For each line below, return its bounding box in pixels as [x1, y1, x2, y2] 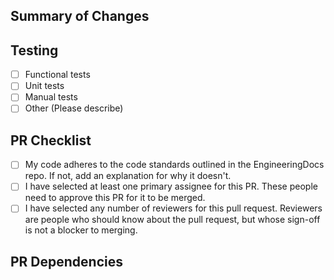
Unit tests [24, 80, 65, 92]
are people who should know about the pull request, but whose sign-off [24, 214, 321, 226]
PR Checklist [10, 132, 92, 149]
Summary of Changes [10, 8, 150, 25]
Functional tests [24, 69, 91, 81]
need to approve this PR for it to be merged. [24, 192, 206, 204]
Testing [10, 42, 59, 59]
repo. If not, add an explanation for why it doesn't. [24, 170, 232, 182]
